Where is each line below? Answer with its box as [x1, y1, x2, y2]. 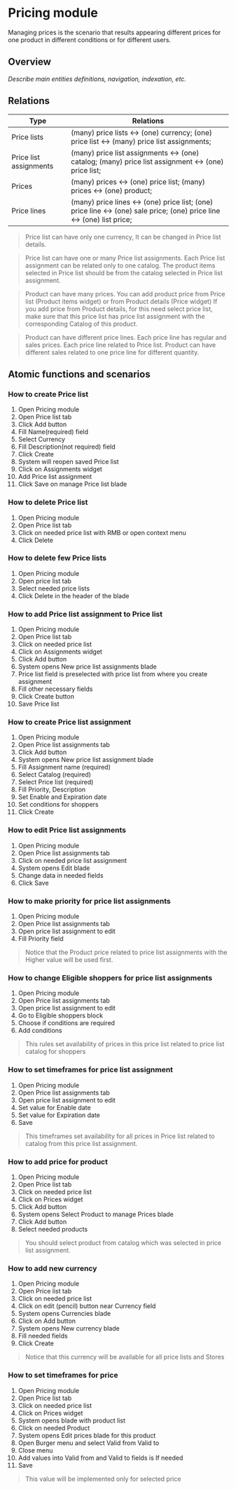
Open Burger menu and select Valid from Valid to [18, 1438, 160, 1447]
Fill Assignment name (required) [18, 763, 111, 772]
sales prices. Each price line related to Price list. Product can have [25, 341, 216, 349]
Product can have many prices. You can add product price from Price [25, 289, 225, 298]
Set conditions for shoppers [18, 800, 99, 809]
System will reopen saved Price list [18, 458, 119, 466]
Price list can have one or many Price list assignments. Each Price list [25, 253, 225, 262]
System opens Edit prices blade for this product [18, 1431, 156, 1439]
